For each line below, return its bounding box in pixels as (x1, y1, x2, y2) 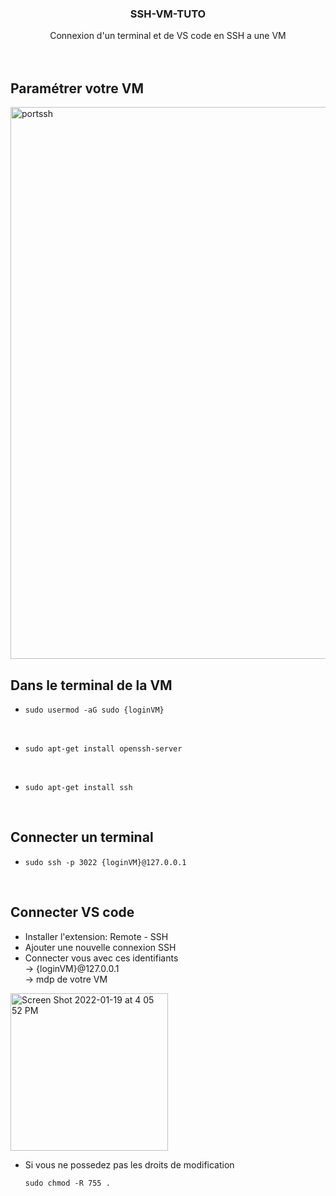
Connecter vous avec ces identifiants (24, 952, 179, 964)
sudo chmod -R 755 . (24, 1178, 111, 1188)
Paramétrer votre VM (10, 80, 144, 97)
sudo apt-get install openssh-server (24, 743, 183, 754)
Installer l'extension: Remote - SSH (24, 930, 169, 942)
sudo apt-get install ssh (24, 782, 133, 792)
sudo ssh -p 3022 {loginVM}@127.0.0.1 (24, 857, 187, 867)
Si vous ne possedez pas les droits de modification (24, 1158, 235, 1171)
